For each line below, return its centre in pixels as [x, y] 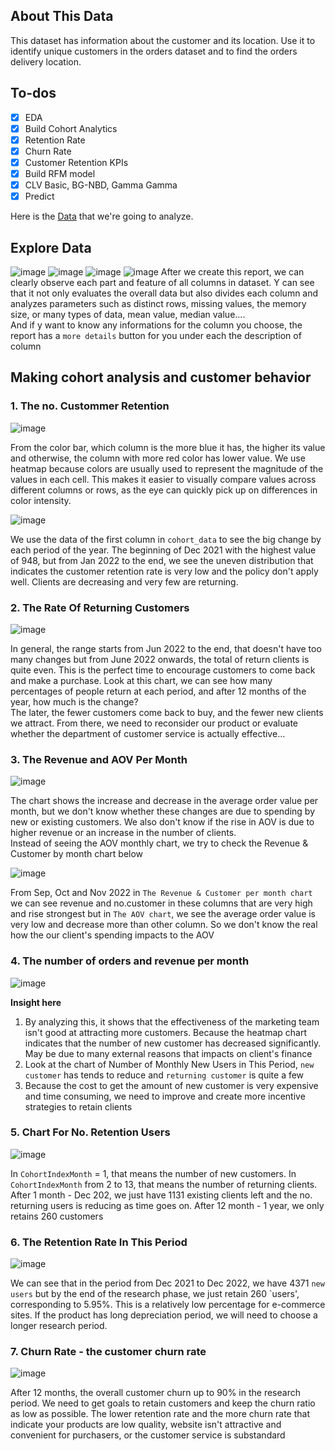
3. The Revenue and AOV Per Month [99, 759]
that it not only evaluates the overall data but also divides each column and [164, 293]
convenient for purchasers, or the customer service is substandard [148, 1435]
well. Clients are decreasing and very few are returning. [124, 581]
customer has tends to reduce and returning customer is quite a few [164, 1075]
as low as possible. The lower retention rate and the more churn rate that [160, 1414]
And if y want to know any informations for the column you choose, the [156, 325]
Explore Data [51, 247]
